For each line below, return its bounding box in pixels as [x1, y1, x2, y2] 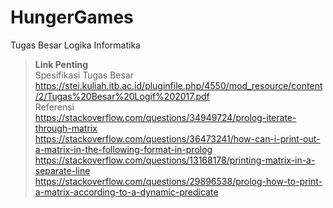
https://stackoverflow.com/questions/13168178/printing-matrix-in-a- [34, 154, 316, 166]
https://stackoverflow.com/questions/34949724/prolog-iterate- [34, 111, 297, 123]
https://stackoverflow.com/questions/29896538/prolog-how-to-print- [34, 175, 323, 187]
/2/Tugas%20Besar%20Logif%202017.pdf [34, 90, 210, 102]
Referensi [34, 101, 75, 113]
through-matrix [34, 122, 98, 134]
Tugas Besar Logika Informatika [10, 39, 141, 51]
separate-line [34, 164, 91, 176]
